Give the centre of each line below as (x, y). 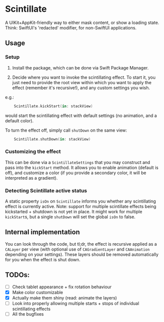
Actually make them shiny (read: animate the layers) (65, 298)
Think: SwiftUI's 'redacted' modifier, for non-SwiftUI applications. (71, 27)
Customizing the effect (33, 152)
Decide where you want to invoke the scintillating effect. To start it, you (84, 77)
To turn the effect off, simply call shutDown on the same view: (66, 130)
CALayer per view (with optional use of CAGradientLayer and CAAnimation (78, 249)
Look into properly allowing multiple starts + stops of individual (76, 303)
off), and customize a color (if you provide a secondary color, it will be (76, 173)
